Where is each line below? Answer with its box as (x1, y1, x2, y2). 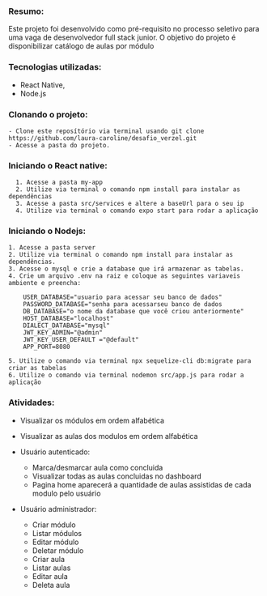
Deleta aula (32, 580, 70, 590)
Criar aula (32, 554, 66, 564)
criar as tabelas (8, 364, 67, 372)
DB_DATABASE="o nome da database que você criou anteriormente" (23, 308, 244, 316)
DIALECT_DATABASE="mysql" (23, 321, 111, 330)
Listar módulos (32, 528, 83, 538)
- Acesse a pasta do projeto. (8, 141, 111, 149)
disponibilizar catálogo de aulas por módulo (8, 41, 155, 51)
